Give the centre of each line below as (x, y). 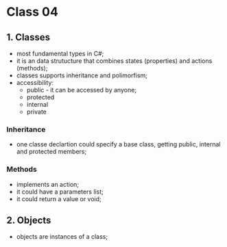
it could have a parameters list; (60, 192)
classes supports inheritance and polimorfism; (82, 75)
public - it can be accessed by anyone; (82, 90)
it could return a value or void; (59, 198)
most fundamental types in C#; (60, 53)
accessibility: (35, 82)
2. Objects (29, 220)
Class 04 (33, 12)
